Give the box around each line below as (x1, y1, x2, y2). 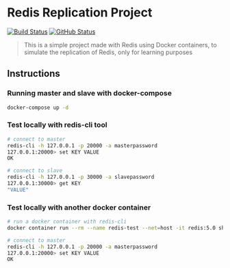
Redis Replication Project (7, 5, 153, 21)
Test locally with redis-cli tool (7, 120, 107, 130)
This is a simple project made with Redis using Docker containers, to (23, 40, 217, 49)
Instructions (7, 68, 60, 80)
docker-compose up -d (7, 104, 69, 111)
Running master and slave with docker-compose (7, 88, 172, 98)
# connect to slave (7, 167, 63, 174)
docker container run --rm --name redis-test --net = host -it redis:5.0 (7, 224, 216, 231)
